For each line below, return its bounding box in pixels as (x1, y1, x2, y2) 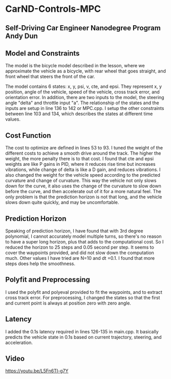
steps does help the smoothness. (5, 260, 76, 267)
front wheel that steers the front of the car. (5, 73, 96, 80)
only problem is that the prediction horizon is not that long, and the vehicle (5, 194, 162, 200)
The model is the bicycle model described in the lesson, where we (5, 63, 145, 69)
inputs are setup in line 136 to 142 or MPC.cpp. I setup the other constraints (5, 105, 164, 111)
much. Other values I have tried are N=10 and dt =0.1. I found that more (5, 255, 155, 261)
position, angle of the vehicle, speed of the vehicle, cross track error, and (5, 89, 160, 95)
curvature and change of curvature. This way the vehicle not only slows (5, 178, 157, 184)
